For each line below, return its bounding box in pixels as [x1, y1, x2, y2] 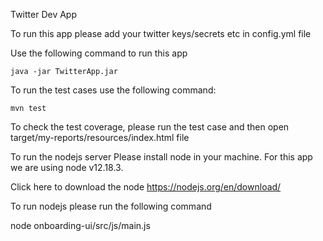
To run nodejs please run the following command [10, 200, 212, 212]
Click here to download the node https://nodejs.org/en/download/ [10, 181, 282, 193]
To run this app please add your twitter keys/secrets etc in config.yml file [10, 28, 312, 39]
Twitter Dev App [10, 9, 78, 20]
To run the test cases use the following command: [10, 84, 217, 96]
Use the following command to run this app [10, 47, 188, 59]
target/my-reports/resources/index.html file [10, 132, 190, 143]
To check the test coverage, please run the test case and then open [10, 121, 290, 133]
